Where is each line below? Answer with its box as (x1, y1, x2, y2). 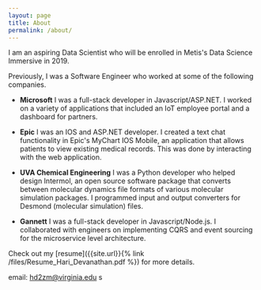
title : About (8, 19, 51, 27)
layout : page (8, 11, 51, 20)
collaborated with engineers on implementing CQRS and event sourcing (19, 225, 253, 235)
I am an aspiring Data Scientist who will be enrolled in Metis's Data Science (8, 48, 253, 58)
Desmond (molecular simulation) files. (19, 201, 144, 211)
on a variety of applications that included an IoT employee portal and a (19, 104, 250, 113)
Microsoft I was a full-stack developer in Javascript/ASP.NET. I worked (19, 96, 252, 105)
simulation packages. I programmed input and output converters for (19, 193, 241, 202)
